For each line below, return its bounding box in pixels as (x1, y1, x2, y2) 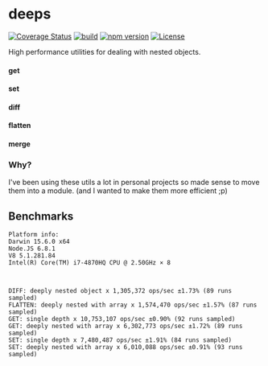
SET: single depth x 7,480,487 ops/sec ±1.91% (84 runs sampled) (8, 336, 232, 344)
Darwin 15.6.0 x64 (8, 238, 70, 246)
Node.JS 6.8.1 (8, 245, 56, 253)
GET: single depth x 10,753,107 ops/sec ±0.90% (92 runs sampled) (8, 315, 236, 323)
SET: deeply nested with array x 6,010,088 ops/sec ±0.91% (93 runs (8, 343, 243, 352)
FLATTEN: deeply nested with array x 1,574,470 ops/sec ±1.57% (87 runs (8, 301, 258, 310)
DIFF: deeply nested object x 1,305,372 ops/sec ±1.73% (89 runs (8, 287, 232, 295)
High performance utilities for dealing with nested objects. (8, 47, 201, 56)
